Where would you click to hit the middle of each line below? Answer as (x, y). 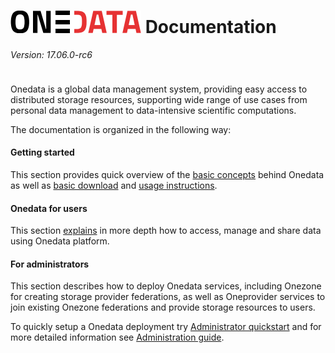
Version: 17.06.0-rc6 (51, 54)
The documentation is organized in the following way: (121, 129)
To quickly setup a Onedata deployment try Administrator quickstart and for (166, 327)
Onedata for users (49, 208)
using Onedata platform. (60, 241)
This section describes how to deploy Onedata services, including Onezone (166, 286)
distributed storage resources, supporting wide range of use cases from (159, 99)
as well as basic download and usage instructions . (114, 185)
